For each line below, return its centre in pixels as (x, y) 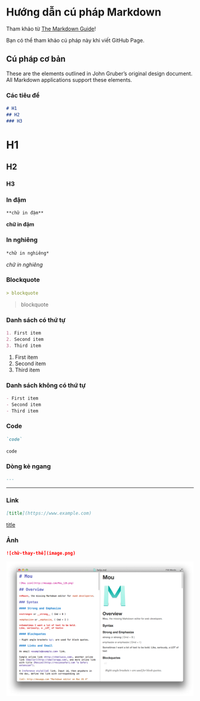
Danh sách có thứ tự (36, 320)
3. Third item (24, 346)
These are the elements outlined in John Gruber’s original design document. (99, 73)
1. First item (24, 333)
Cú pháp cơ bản (36, 59)
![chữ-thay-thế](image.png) (41, 554)
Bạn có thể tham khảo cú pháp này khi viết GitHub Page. (75, 40)
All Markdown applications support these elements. (69, 79)
